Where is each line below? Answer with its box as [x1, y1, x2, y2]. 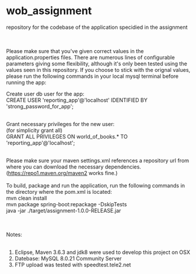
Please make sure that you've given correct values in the [6, 47, 144, 54]
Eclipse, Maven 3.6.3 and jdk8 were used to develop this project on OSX [14, 249, 191, 256]
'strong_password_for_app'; [6, 103, 74, 110]
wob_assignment [6, 4, 92, 18]
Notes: [6, 231, 22, 238]
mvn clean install [6, 194, 47, 202]
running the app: [6, 78, 47, 86]
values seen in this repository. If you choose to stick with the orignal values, [6, 66, 191, 73]
